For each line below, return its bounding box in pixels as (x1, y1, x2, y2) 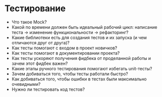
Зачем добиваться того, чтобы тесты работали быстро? (11, 71, 128, 77)
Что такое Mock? (11, 19, 47, 25)
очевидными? (11, 81, 41, 87)
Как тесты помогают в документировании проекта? (11, 50, 120, 56)
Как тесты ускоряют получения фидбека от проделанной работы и (11, 55, 151, 61)
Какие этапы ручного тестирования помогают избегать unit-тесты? (11, 65, 152, 71)
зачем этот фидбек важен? (11, 60, 68, 66)
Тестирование (4, 3, 66, 14)
